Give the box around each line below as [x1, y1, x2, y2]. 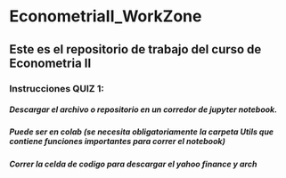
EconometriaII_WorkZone [9, 6, 202, 27]
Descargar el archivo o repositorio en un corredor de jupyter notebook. [9, 104, 278, 115]
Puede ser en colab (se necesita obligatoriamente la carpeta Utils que [9, 126, 274, 137]
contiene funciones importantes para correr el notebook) [9, 136, 225, 147]
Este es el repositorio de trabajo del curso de [9, 42, 262, 57]
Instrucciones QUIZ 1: [9, 82, 104, 94]
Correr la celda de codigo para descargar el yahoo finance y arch [9, 158, 257, 169]
